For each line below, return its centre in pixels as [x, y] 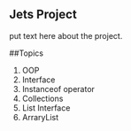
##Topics [27, 53]
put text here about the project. [66, 35]
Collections [42, 98]
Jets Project [43, 15]
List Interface [46, 108]
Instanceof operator [58, 89]
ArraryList [40, 117]
